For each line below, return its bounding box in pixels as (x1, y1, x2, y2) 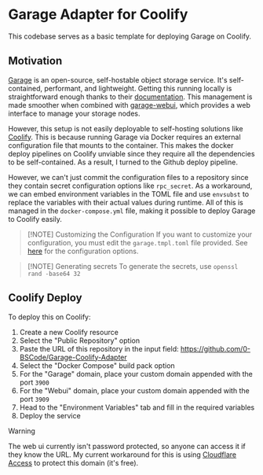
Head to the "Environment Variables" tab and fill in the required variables (19, 403, 255, 412)
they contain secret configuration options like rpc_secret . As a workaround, (8, 181, 253, 190)
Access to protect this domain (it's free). (8, 458, 139, 467)
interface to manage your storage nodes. (8, 109, 141, 118)
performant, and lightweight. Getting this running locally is (44, 83, 232, 93)
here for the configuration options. (27, 246, 139, 256)
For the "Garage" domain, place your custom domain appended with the (19, 369, 253, 378)
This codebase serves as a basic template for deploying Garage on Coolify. (8, 31, 252, 41)
